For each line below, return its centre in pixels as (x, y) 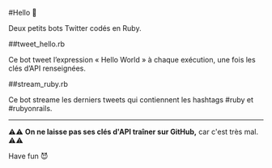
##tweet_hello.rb (37, 44)
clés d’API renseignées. (47, 68)
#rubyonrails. (30, 108)
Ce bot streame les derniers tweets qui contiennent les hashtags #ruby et (131, 100)
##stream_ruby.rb (38, 84)
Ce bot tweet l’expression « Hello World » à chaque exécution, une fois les (132, 60)
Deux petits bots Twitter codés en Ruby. (75, 28)
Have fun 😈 (28, 156)
